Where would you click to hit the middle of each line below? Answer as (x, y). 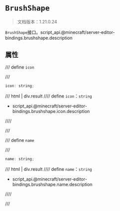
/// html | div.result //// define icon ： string (49, 96)
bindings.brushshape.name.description (52, 184)
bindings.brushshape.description (39, 38)
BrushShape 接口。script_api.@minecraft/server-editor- (60, 32)
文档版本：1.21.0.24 (37, 21)
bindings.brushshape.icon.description (51, 111)
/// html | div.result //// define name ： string (49, 169)
